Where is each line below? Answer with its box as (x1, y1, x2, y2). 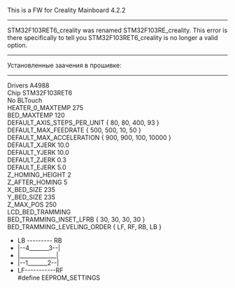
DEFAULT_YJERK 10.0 (7, 149, 69, 156)
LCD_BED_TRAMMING (7, 208, 71, 216)
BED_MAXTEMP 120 (7, 111, 65, 119)
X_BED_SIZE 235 (7, 186, 56, 193)
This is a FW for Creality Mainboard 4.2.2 (7, 6, 126, 14)
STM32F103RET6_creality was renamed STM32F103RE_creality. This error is (7, 26, 228, 34)
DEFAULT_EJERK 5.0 (7, 163, 66, 171)
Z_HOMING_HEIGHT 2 (7, 171, 71, 179)
